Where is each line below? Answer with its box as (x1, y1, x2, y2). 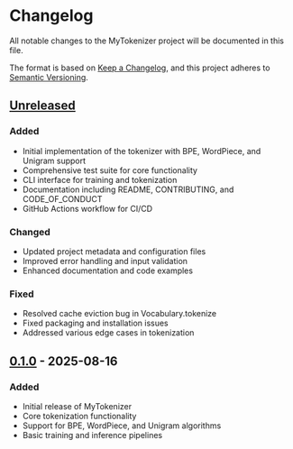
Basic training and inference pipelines (22, 429, 163, 440)
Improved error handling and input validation (22, 255, 188, 266)
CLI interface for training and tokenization (22, 174, 178, 185)
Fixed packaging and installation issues (22, 317, 169, 329)
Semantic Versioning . (9, 71, 88, 82)
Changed (9, 225, 51, 238)
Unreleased (9, 98, 77, 114)
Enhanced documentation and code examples (22, 265, 194, 276)
